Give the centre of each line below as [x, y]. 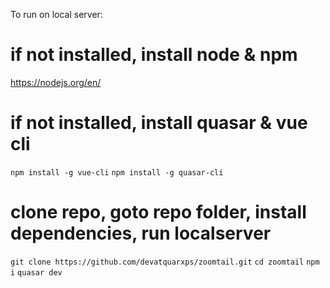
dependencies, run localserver [141, 233]
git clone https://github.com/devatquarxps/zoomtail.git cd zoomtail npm [165, 262]
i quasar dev [36, 272]
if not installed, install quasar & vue [159, 123]
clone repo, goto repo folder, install [158, 212]
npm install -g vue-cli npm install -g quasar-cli [117, 172]
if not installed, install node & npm [154, 55]
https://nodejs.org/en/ [56, 82]
